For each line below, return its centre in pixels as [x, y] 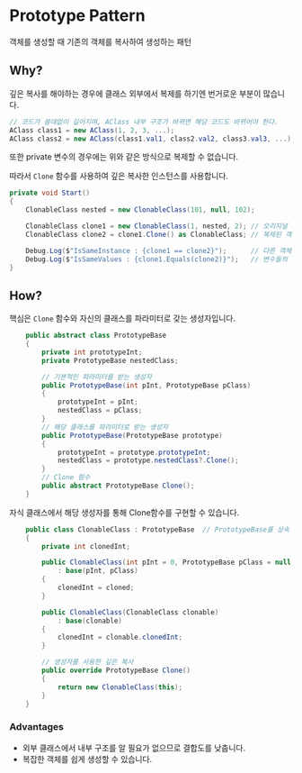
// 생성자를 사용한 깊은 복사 [88, 662]
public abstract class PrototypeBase [96, 336]
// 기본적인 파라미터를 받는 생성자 [97, 377]
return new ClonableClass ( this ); [120, 687]
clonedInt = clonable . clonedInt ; [120, 637]
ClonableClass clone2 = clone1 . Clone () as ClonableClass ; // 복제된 [153, 234]
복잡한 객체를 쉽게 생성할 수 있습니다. [87, 759]
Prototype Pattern [77, 16]
